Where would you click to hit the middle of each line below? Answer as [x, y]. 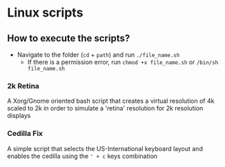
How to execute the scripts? [69, 38]
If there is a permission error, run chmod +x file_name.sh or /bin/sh [123, 62]
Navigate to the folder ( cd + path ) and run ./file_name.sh [98, 55]
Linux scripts [45, 13]
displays [19, 116]
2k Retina [23, 86]
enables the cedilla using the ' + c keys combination [82, 156]
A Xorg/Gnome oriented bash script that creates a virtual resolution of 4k [111, 101]
